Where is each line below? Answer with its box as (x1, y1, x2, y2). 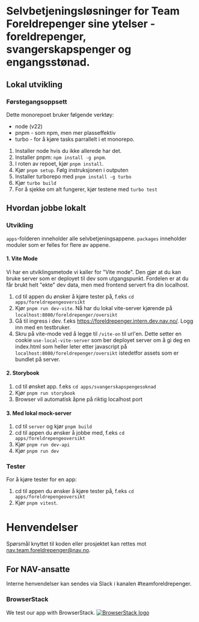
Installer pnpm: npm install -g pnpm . (14, 154, 106, 161)
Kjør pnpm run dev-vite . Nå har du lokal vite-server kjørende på (14, 304, 173, 311)
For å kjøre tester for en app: (6, 476, 77, 483)
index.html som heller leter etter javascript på (14, 343, 127, 350)
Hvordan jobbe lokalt (6, 203, 86, 213)
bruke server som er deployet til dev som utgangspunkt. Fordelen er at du (6, 275, 189, 282)
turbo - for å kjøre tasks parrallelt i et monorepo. (14, 135, 135, 143)
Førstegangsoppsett (6, 98, 67, 106)
